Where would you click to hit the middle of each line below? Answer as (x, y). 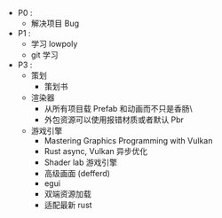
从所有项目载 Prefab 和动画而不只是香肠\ (118, 109)
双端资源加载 (67, 194)
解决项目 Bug (55, 23)
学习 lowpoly (54, 44)
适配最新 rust (68, 205)
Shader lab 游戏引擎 (81, 162)
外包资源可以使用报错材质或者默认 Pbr (114, 120)
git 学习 (45, 55)
